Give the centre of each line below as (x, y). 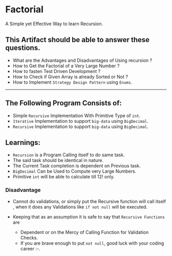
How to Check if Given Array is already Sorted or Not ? (70, 77)
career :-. (30, 248)
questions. (23, 48)
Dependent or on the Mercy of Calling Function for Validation (84, 232)
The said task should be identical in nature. (58, 160)
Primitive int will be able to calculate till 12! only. (63, 177)
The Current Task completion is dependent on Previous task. (77, 166)
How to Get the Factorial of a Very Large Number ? (66, 66)
